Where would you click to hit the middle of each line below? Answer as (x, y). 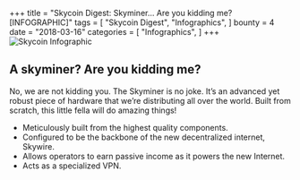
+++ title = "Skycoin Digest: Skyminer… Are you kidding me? (121, 13)
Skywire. (39, 146)
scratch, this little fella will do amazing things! (93, 110)
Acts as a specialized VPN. (72, 166)
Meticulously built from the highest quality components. (125, 127)
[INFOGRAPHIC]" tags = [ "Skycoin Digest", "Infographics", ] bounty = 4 (142, 22)
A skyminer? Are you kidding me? (105, 69)
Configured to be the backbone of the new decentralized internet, (144, 137)
